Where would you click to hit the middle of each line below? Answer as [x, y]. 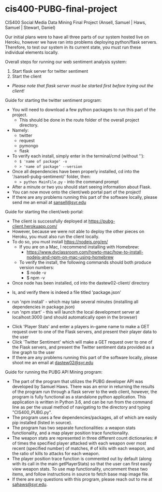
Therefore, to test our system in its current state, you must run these [73, 47]
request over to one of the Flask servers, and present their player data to [84, 332]
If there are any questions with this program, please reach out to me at [82, 479]
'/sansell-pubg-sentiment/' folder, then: [51, 176]
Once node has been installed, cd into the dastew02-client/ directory [81, 283]
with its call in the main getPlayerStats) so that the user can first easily [82, 463]
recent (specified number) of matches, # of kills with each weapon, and [83, 448]
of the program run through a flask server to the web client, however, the [84, 392]
